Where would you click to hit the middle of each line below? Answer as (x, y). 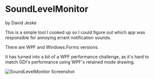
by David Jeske (21, 23)
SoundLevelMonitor (47, 9)
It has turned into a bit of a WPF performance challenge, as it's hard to (77, 57)
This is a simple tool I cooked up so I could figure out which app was (75, 32)
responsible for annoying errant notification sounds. (58, 38)
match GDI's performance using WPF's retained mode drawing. (70, 62)
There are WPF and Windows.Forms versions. (52, 47)
